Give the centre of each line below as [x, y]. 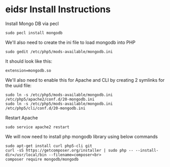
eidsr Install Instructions [58, 9]
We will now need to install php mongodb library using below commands [82, 136]
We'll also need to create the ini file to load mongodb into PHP [70, 42]
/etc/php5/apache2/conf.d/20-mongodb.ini [50, 99]
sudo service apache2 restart [38, 127]
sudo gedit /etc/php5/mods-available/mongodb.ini [59, 52]
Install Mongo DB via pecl [32, 23]
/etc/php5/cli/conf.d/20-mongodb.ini [45, 108]
